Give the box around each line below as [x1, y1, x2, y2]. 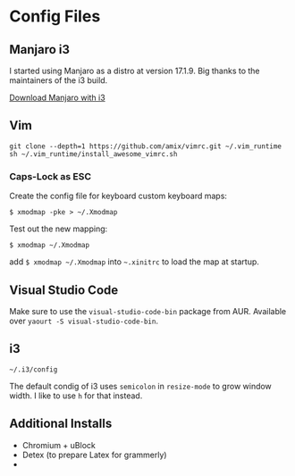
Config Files [9, 6, 101, 27]
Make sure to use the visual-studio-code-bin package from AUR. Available [9, 305, 287, 316]
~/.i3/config [9, 364, 58, 374]
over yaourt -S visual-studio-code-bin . [9, 315, 159, 326]
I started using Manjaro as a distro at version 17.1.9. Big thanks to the [9, 65, 261, 76]
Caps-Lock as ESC [9, 170, 92, 182]
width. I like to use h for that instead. [9, 390, 143, 401]
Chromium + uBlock [21, 439, 96, 450]
